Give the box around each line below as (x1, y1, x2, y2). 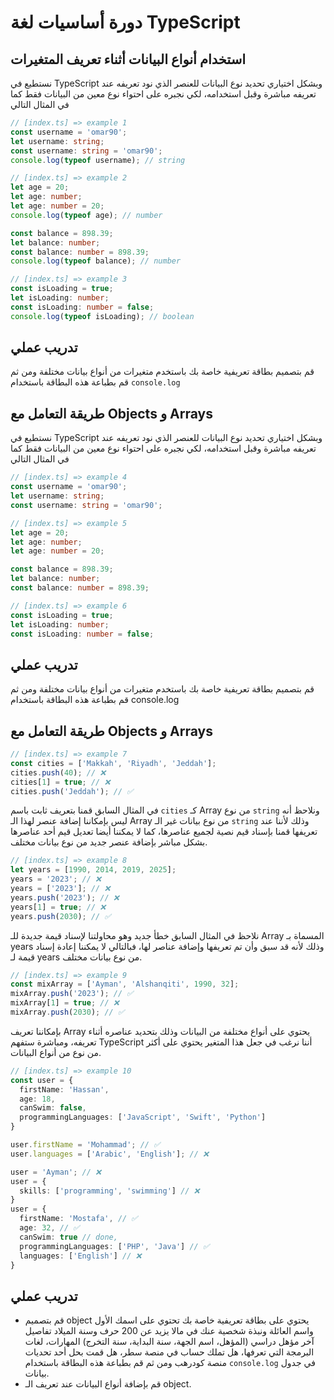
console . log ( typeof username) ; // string (10, 155, 186, 165)
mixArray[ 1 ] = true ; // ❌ (10, 998, 120, 1008)
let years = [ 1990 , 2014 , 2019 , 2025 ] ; (10, 865, 177, 875)
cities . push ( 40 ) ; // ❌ (10, 767, 107, 778)
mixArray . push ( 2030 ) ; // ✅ (10, 1007, 125, 1017)
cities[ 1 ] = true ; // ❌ (10, 777, 111, 787)
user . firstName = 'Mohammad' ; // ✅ (10, 1140, 161, 1150)
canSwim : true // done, (19, 1232, 118, 1242)
